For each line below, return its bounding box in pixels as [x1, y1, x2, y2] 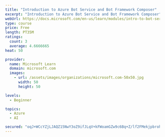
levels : [5, 93, 21, 98]
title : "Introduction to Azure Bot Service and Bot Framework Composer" [5, 7, 157, 12]
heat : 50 [5, 48, 23, 53]
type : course [5, 21, 32, 26]
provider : [5, 57, 26, 62]
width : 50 [18, 80, 38, 85]
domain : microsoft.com [9, 66, 56, 71]
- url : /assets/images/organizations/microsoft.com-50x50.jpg [14, 75, 144, 80]
